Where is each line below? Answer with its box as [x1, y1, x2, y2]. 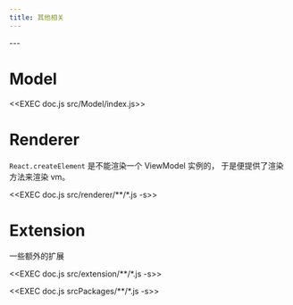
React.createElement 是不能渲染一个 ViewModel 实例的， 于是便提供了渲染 [9, 160, 284, 170]
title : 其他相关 [9, 12, 64, 22]
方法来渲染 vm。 [9, 171, 71, 182]
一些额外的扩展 [9, 251, 64, 261]
